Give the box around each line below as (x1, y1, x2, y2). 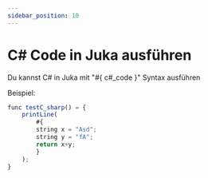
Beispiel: (7, 88, 36, 97)
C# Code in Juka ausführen (7, 45, 192, 64)
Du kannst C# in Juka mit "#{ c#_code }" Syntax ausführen (7, 73, 201, 82)
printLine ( (22, 111, 58, 119)
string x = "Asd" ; (36, 125, 97, 134)
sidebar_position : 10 (7, 11, 80, 20)
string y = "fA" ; (36, 133, 93, 141)
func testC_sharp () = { (7, 103, 87, 112)
